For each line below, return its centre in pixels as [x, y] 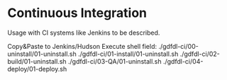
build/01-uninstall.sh [37, 61]
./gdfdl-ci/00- [178, 46]
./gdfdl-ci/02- [200, 54]
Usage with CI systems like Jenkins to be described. [84, 33]
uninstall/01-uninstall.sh [42, 54]
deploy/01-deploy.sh [37, 69]
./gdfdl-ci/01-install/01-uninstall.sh [128, 54]
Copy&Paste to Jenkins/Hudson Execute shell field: [82, 46]
